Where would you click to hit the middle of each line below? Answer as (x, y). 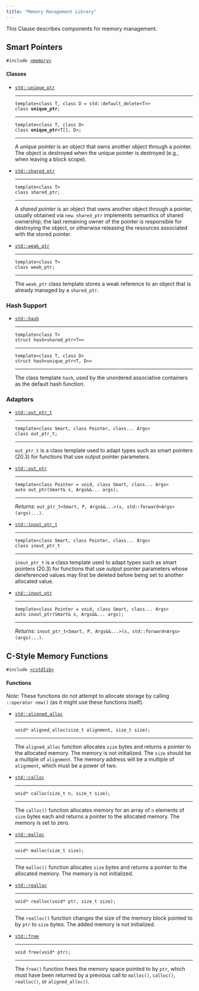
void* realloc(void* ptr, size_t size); (65, 902)
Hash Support (27, 305)
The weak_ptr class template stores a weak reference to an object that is (103, 284)
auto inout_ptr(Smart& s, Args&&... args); (69, 615)
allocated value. (34, 582)
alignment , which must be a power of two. (66, 766)
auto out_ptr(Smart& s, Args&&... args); (66, 490)
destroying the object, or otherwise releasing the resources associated (101, 228)
